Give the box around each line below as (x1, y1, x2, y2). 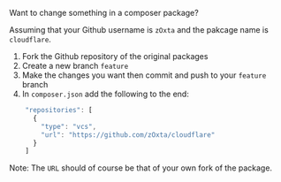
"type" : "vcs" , (41, 122, 97, 131)
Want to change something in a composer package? (9, 8, 199, 18)
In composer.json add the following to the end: (21, 88, 190, 99)
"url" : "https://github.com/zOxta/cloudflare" (41, 130, 216, 140)
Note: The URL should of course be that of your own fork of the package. (9, 163, 272, 173)
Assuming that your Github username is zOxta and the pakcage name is (9, 25, 270, 34)
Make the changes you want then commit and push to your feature (21, 70, 267, 80)
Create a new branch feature (21, 61, 129, 71)
